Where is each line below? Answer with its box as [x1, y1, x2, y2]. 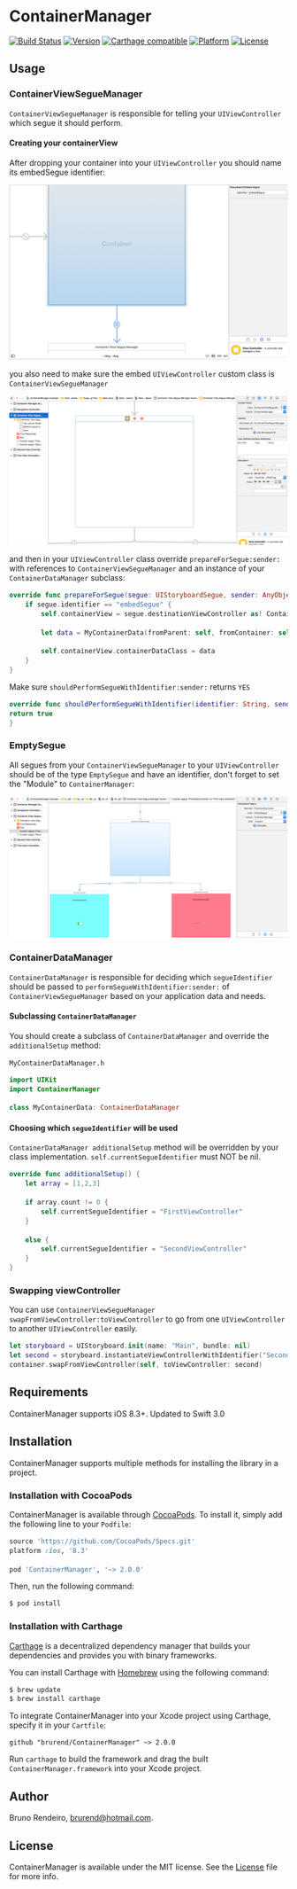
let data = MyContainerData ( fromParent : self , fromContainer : [41, 628, 275, 637]
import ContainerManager [9, 1084, 101, 1094]
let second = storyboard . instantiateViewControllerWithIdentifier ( [9, 1351, 263, 1360]
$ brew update [9, 1685, 62, 1694]
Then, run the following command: [9, 1581, 134, 1592]
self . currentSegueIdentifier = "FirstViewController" [41, 1207, 243, 1216]
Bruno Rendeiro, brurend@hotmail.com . [9, 1813, 154, 1823]
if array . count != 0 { [25, 1198, 109, 1207]
